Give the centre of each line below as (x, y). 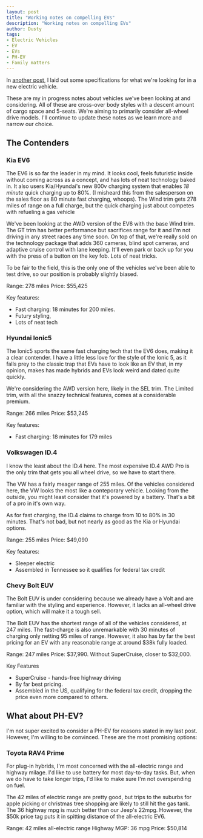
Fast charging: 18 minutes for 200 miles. (65, 309)
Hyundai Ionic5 (29, 338)
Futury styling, (33, 316)
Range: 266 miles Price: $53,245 (47, 414)
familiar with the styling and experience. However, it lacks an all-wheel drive (101, 605)
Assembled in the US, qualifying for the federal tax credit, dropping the (103, 691)
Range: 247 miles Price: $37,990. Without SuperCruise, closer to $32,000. (99, 654)
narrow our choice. (30, 124)
